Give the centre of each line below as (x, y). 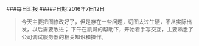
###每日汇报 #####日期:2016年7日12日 (56, 9)
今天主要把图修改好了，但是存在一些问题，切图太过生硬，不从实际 (104, 22)
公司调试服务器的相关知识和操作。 (64, 37)
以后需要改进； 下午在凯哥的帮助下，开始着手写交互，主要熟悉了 (113, 29)
